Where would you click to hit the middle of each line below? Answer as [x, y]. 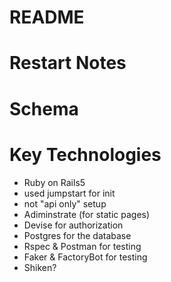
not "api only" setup [65, 203]
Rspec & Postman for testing [82, 246]
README [47, 17]
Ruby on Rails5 [54, 182]
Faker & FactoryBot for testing [85, 257]
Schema [44, 108]
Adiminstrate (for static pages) [87, 214]
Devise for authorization [73, 225]
